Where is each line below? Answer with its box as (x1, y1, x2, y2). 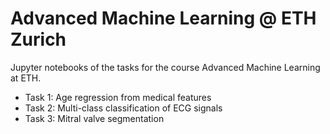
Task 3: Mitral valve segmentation (24, 112, 165, 124)
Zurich (10, 28, 67, 51)
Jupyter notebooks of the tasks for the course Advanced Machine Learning (10, 61, 321, 73)
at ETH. (10, 72, 42, 84)
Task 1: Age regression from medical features (24, 91, 212, 103)
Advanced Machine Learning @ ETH (10, 7, 317, 30)
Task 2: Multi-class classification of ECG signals (24, 102, 223, 114)
